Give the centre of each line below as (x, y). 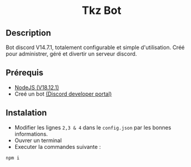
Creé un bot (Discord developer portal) (63, 94)
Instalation (26, 113)
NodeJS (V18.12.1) (36, 87)
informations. (31, 134)
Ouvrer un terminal (38, 140)
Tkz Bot (102, 11)
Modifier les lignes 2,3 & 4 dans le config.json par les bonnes (93, 127)
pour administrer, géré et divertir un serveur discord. (71, 54)
